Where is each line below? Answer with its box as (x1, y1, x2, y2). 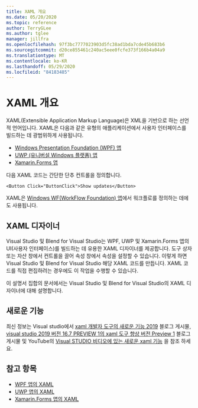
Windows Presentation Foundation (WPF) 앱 (14, 144, 122, 151)
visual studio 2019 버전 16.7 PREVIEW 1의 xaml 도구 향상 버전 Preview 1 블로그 (6, 330, 191, 337)
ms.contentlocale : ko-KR (6, 58, 67, 64)
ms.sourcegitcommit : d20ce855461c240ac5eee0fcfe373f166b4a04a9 (6, 47, 165, 53)
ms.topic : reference (6, 19, 57, 25)
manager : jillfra (6, 36, 49, 42)
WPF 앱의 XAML (14, 380, 54, 387)
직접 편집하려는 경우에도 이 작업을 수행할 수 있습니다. (17, 267, 139, 274)
